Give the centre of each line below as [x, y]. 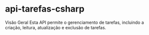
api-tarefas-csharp [45, 9]
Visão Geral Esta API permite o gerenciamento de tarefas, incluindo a [74, 22]
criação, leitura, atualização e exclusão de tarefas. [56, 27]
